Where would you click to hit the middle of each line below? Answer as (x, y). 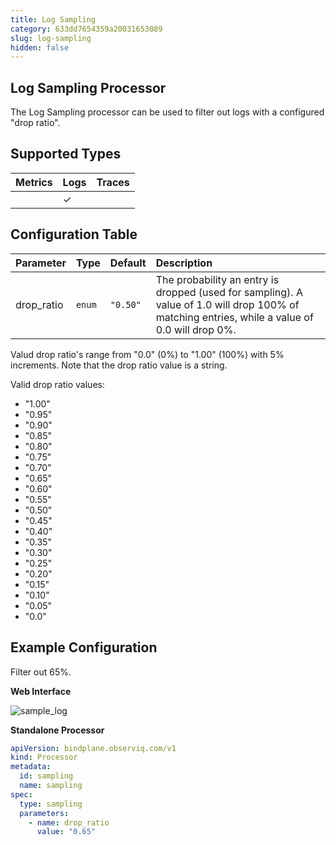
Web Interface (41, 691)
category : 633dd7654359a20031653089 (86, 29)
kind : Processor (44, 757)
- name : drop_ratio (69, 822)
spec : (21, 794)
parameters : (44, 813)
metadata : (31, 767)
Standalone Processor (57, 730)
